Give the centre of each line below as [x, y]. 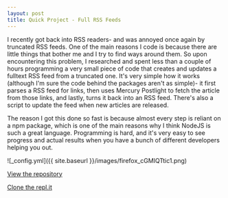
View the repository [35, 174]
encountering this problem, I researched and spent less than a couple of [109, 61]
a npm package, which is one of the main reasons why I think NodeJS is [109, 125]
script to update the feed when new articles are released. [88, 105]
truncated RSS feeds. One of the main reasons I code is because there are [112, 47]
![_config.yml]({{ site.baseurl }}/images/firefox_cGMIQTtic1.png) [97, 160]
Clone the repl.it [30, 187]
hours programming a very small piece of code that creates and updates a [112, 69]
